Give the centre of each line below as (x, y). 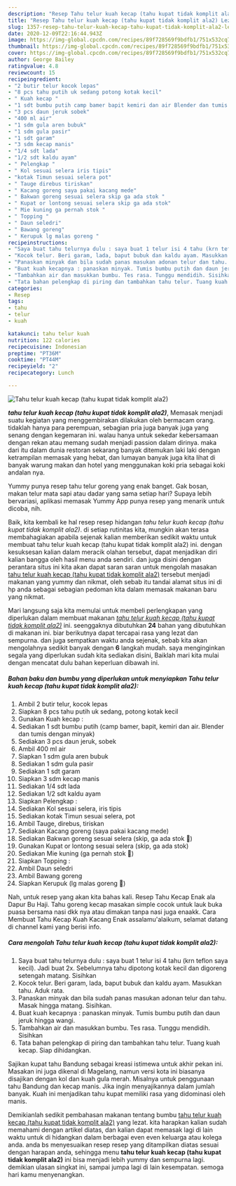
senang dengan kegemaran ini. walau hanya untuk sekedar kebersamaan (113, 435)
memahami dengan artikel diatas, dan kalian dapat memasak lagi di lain (110, 1130)
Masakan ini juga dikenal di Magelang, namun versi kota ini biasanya (106, 1071)
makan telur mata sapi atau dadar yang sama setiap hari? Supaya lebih (110, 494)
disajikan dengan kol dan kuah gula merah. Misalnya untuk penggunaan (111, 1078)
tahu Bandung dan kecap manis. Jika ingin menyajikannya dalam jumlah (112, 1086)
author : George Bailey (41, 60)
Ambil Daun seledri (45, 868)
